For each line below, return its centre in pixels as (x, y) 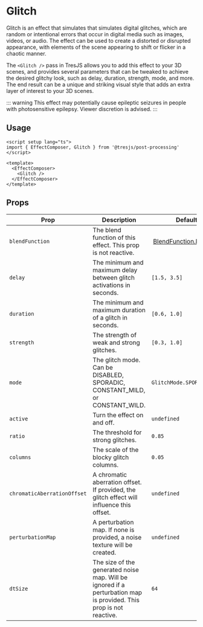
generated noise (116, 570)
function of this (114, 237)
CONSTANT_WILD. (119, 405)
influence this (112, 504)
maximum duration (119, 310)
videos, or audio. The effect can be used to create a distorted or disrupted (99, 40)
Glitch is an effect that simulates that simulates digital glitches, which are (97, 28)
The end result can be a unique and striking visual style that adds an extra (98, 84)
